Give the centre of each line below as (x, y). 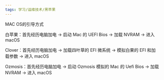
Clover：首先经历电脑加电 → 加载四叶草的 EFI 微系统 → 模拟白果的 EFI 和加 (80, 50)
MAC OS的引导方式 (24, 24)
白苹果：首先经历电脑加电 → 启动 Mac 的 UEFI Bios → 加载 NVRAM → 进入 (80, 34)
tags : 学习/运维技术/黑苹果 (30, 10)
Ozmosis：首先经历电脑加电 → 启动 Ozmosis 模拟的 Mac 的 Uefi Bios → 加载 (82, 66)
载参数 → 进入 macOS (27, 56)
